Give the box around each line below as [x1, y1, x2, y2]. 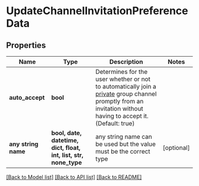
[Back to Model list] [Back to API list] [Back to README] [6, 174, 142, 181]
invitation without [95, 105, 143, 113]
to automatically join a [95, 83, 156, 90]
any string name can [95, 133, 152, 141]
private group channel [95, 90, 157, 98]
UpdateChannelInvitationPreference [6, 4, 188, 18]
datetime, [51, 136, 79, 144]
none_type [51, 158, 82, 167]
